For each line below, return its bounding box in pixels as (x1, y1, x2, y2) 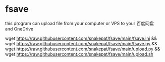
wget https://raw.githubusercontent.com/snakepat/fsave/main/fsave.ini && (5, 35, 157, 41)
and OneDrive (5, 26, 34, 31)
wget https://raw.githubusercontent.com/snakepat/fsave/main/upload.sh (5, 51, 154, 57)
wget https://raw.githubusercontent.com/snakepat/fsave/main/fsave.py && (5, 40, 158, 46)
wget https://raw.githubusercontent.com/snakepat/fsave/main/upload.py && (5, 46, 161, 52)
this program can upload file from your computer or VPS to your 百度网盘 (5, 20, 154, 26)
